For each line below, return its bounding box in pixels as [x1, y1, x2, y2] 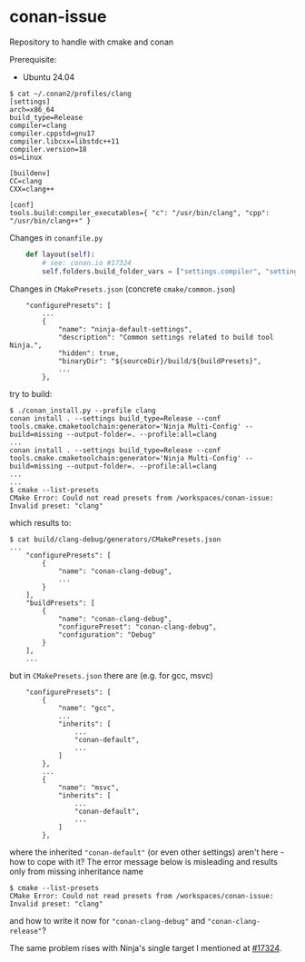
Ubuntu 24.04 [22, 71, 75, 83]
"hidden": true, [57, 348, 120, 358]
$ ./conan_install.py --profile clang [9, 406, 156, 415]
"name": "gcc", [57, 703, 116, 712]
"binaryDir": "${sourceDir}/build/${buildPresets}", [57, 356, 261, 365]
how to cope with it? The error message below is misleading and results [9, 856, 279, 867]
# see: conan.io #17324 [42, 258, 132, 267]
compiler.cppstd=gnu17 [9, 129, 95, 138]
